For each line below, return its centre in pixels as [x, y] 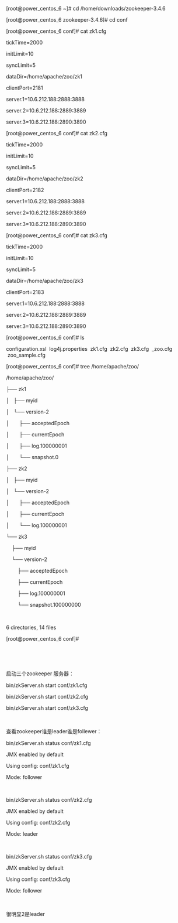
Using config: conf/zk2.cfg [38, 823]
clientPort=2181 [25, 88]
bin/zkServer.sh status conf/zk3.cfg [49, 857]
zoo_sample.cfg [26, 355]
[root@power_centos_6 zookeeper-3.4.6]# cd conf [67, 20]
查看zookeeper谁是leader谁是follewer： [54, 731]
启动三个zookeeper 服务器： [40, 674]
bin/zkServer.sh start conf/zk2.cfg [47, 697]
